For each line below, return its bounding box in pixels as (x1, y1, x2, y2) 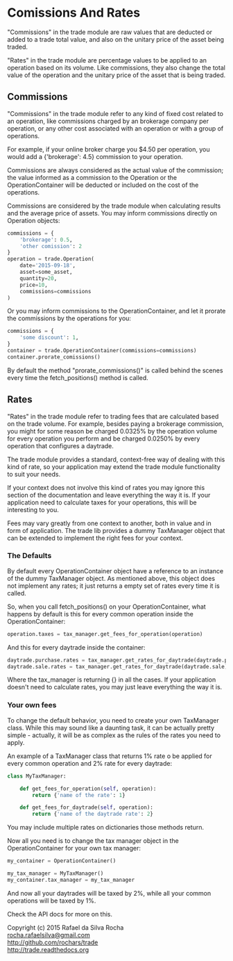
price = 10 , (19, 281, 49, 288)
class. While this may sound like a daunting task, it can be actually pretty (7, 723, 215, 732)
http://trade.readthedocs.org (7, 945, 89, 953)
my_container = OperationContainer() (7, 857, 116, 864)
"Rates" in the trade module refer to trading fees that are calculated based (7, 412, 219, 420)
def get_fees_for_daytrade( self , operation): (19, 804, 154, 811)
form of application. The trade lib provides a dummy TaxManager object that (7, 526, 225, 534)
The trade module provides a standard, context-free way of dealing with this (7, 455, 225, 463)
